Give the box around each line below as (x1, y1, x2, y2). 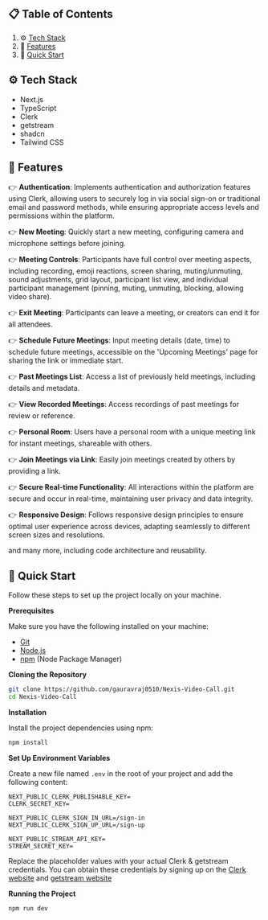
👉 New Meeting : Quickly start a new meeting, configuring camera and (8, 227, 245, 236)
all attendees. (8, 319, 54, 329)
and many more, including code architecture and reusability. (8, 546, 207, 556)
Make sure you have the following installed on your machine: (8, 622, 209, 631)
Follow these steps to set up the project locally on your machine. (8, 590, 222, 600)
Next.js (19, 94, 44, 104)
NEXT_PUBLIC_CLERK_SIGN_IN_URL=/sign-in (8, 814, 146, 822)
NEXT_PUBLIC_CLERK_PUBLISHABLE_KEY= (8, 792, 131, 801)
